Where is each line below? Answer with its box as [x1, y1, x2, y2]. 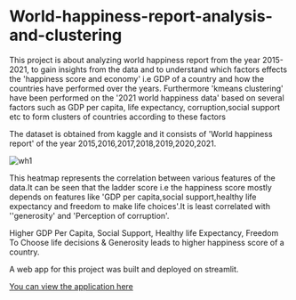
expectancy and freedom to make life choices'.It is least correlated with [9, 200, 271, 211]
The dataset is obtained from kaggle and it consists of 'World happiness [9, 128, 273, 139]
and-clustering [9, 25, 123, 45]
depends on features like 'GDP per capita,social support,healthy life [9, 191, 257, 202]
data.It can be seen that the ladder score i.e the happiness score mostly [9, 182, 273, 192]
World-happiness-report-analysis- [9, 6, 273, 27]
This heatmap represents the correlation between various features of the [9, 172, 276, 183]
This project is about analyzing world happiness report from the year [9, 54, 260, 65]
